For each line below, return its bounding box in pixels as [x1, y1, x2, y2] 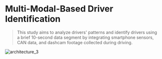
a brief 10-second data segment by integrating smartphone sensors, [17, 35, 154, 40]
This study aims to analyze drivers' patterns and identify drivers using [17, 29, 157, 35]
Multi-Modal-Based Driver [5, 3, 113, 14]
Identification [5, 13, 61, 24]
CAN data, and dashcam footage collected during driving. [17, 39, 133, 45]
